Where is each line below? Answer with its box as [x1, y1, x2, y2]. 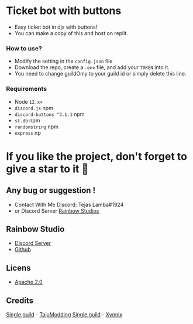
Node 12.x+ [14, 98, 43, 105]
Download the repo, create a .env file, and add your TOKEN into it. [14, 64, 170, 71]
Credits [6, 295, 34, 305]
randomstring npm [14, 123, 58, 130]
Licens [6, 262, 31, 273]
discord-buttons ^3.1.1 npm [14, 110, 85, 118]
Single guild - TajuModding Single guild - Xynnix [6, 311, 123, 318]
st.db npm [14, 117, 40, 124]
